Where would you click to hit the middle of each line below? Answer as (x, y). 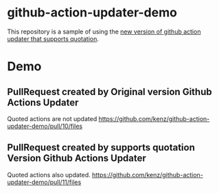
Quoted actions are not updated (52, 118)
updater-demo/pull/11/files (44, 182)
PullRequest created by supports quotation (101, 147)
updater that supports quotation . (53, 38)
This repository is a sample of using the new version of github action (104, 31)
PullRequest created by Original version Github (109, 91)
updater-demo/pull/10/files (45, 126)
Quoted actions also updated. (49, 175)
